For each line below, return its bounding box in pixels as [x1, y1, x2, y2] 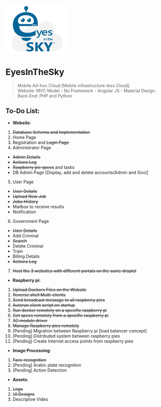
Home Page [12, 134, 36, 140]
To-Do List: [5, 107, 40, 115]
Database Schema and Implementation [12, 129, 90, 135]
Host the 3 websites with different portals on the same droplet [12, 268, 137, 274]
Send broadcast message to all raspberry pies [12, 297, 105, 303]
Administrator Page [12, 144, 51, 150]
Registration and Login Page [12, 140, 69, 145]
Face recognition [12, 357, 47, 362]
